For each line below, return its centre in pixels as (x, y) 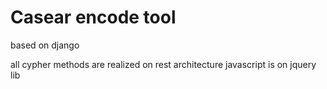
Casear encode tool (93, 17)
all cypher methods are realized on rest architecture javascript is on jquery (163, 64)
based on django (45, 45)
